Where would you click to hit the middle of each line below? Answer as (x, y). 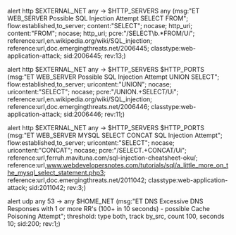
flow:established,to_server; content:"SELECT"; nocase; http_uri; (100, 26)
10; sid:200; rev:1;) (34, 224)
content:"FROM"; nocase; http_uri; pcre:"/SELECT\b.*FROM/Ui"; (101, 33)
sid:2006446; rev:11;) (94, 114)
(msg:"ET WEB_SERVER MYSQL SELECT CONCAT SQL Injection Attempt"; (115, 135)
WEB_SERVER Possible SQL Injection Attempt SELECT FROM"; (98, 18)
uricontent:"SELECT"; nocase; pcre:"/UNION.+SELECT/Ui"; (93, 92)
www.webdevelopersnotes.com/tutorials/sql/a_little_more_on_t (138, 165)
